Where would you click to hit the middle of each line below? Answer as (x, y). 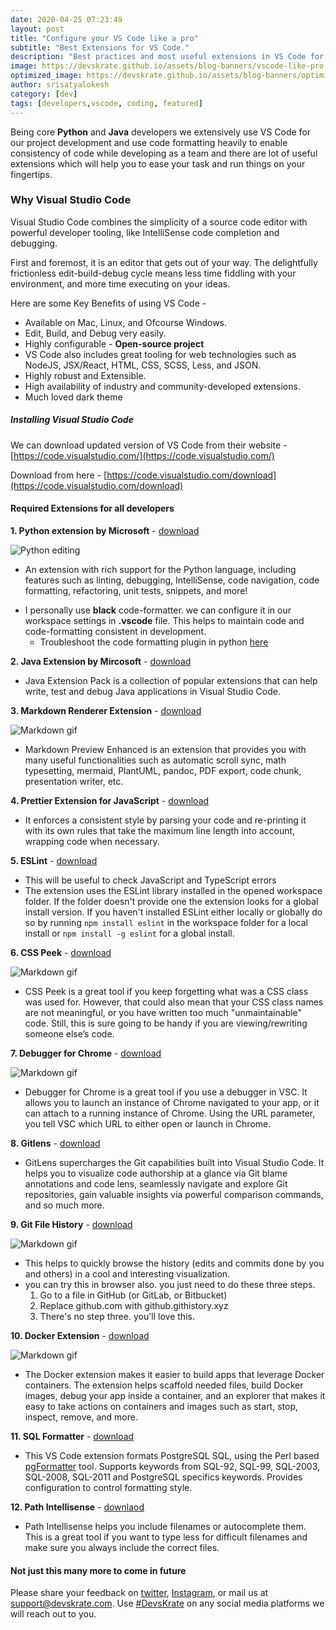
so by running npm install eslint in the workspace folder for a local (166, 922)
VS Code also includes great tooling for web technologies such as (160, 354)
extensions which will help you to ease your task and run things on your (158, 163)
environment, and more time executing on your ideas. (120, 283)
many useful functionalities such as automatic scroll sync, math (155, 760)
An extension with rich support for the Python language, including (160, 569)
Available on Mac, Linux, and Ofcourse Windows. (126, 322)
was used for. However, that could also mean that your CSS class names (174, 1002)
